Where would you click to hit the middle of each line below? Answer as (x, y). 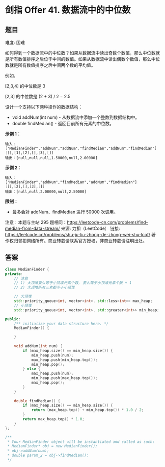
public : (13, 319)
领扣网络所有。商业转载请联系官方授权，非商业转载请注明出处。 (82, 241)
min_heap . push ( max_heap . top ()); (64, 378)
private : (14, 274)
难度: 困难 (15, 42)
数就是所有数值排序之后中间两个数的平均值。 (50, 65)
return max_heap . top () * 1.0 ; (54, 419)
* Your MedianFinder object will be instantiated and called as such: (81, 442)
